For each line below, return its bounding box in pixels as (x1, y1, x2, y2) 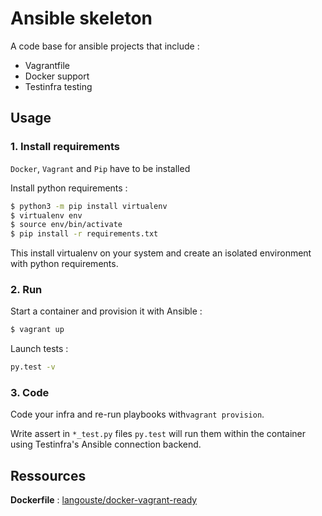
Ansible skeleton (10, 7, 153, 30)
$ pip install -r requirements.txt (10, 229, 159, 239)
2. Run (10, 283, 43, 297)
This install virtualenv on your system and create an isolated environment (10, 247, 312, 259)
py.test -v (10, 362, 56, 372)
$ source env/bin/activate (10, 220, 123, 230)
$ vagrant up (10, 325, 65, 335)
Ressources (10, 467, 87, 484)
